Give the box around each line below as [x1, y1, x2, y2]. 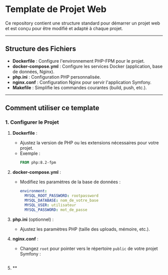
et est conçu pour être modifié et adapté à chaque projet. [5, 25, 123, 31]
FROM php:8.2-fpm [19, 160, 56, 165]
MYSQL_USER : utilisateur [24, 202, 76, 207]
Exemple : [19, 150, 40, 156]
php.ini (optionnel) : [12, 216, 54, 222]
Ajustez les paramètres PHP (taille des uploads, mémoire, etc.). [19, 226, 150, 232]
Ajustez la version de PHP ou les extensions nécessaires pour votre [19, 140, 159, 146]
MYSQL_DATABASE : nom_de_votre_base [24, 198, 99, 203]
